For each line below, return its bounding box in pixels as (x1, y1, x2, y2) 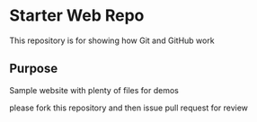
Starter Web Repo (9, 5, 145, 26)
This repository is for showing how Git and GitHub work (9, 35, 215, 46)
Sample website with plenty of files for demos (9, 84, 180, 95)
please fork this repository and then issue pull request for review (9, 102, 249, 113)
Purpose (9, 61, 58, 76)
